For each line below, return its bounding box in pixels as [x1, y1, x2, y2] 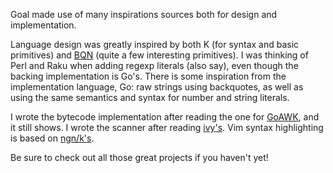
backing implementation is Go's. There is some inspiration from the [10, 70, 287, 82]
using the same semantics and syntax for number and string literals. [10, 92, 290, 103]
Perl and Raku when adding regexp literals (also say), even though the [10, 60, 299, 71]
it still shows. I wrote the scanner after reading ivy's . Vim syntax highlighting [10, 122, 324, 133]
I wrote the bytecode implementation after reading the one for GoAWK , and [10, 111, 320, 123]
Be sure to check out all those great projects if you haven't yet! [10, 152, 269, 163]
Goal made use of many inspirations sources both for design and [10, 9, 278, 20]
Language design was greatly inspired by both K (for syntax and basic [10, 39, 300, 50]
